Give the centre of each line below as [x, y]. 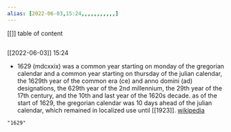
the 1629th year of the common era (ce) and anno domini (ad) [105, 81]
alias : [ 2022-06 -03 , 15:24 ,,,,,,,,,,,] [63, 13]
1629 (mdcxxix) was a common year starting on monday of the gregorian [121, 66]
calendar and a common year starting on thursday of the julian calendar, [120, 73]
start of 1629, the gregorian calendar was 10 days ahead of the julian [114, 103]
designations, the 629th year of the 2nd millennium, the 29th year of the [120, 88]
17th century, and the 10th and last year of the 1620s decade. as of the [117, 95]
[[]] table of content [35, 33]
